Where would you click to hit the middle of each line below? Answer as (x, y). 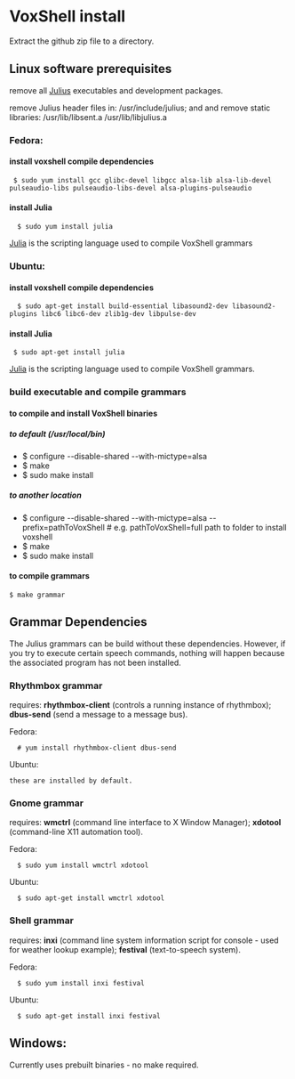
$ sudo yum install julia (65, 227)
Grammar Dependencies (78, 622)
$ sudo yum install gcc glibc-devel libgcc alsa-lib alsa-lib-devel (143, 180)
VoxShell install (68, 16)
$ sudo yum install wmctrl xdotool (83, 865)
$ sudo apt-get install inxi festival (89, 1016)
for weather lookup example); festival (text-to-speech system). (125, 949)
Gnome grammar (47, 803)
